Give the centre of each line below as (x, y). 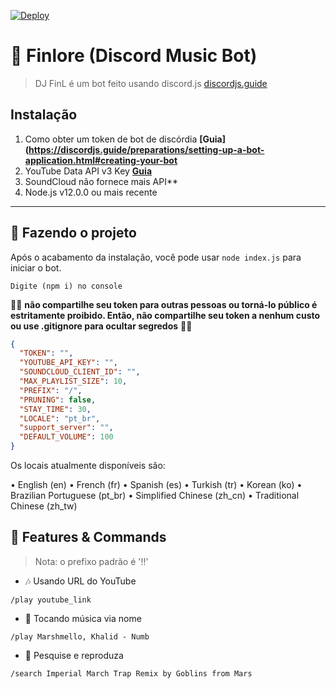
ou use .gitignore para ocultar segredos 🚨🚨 (101, 326)
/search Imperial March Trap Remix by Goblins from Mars (131, 673)
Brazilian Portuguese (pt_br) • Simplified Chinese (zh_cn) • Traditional (155, 496)
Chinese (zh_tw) (44, 506)
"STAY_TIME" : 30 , (55, 409)
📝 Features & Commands (88, 537)
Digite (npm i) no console (66, 286)
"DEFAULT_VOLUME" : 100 (66, 437)
